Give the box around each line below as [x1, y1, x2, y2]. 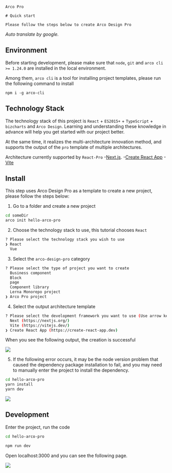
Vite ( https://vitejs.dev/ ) [10, 322, 70, 328]
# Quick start [5, 13, 36, 18]
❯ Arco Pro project [5, 294, 47, 299]
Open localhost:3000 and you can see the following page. [5, 453, 128, 459]
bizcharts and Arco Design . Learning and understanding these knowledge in [5, 123, 166, 130]
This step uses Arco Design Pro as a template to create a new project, [5, 188, 153, 194]
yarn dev [5, 386, 24, 392]
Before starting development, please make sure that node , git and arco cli [5, 59, 163, 66]
